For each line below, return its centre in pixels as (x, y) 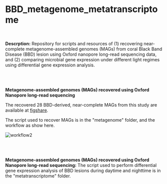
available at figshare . (27, 110)
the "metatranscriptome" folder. (38, 176)
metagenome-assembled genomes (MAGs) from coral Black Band (94, 49)
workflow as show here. (30, 125)
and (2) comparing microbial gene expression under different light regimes (82, 59)
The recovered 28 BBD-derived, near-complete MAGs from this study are (81, 105)
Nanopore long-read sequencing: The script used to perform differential (81, 165)
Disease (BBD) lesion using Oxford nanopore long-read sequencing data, (81, 54)
